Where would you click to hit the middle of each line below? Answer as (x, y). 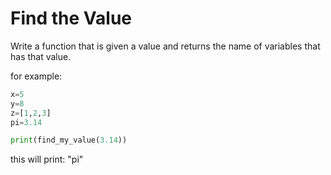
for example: (36, 76)
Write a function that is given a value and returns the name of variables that (165, 46)
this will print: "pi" (47, 159)
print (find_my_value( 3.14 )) (69, 140)
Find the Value (71, 18)
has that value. (41, 56)
